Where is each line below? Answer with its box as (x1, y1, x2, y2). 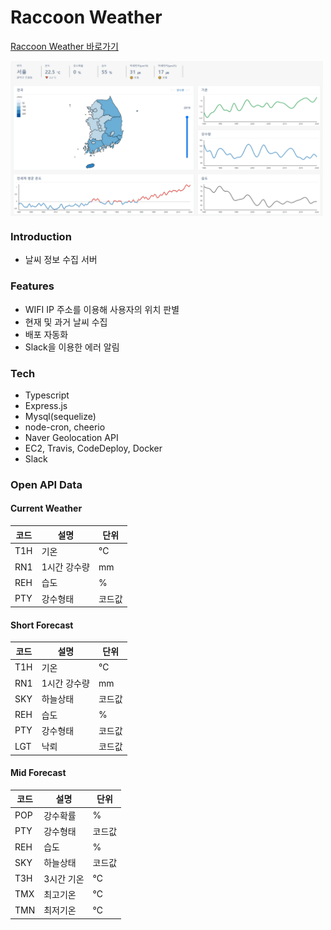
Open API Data (10, 477, 83, 491)
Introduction (10, 229, 72, 243)
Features (10, 279, 55, 293)
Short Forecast (10, 619, 74, 631)
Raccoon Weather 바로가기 (10, 40, 119, 52)
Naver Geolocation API (24, 431, 119, 443)
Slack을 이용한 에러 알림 (24, 341, 120, 353)
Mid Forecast (10, 767, 67, 779)
